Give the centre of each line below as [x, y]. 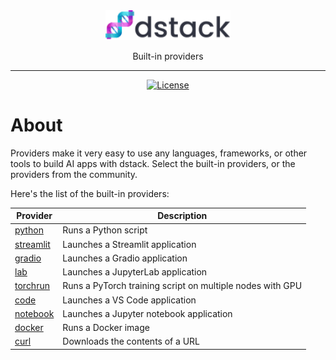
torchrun [32, 286]
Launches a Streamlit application [129, 244]
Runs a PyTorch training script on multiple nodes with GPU [182, 286]
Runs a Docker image [106, 328]
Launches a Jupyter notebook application [147, 313]
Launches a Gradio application [125, 258]
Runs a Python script [105, 230]
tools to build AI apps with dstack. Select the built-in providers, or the [153, 163]
